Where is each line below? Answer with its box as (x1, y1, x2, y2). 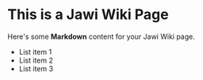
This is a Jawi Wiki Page (7, 6, 169, 24)
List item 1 (18, 47, 52, 56)
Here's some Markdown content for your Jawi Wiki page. (7, 32, 196, 41)
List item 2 (18, 55, 53, 65)
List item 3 (18, 63, 53, 73)
